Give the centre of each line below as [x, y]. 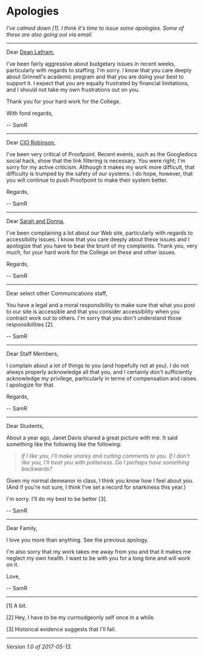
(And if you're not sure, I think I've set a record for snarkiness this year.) [96, 487]
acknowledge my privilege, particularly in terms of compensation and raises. [102, 378]
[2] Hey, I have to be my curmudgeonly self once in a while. [81, 617]
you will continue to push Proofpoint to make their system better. [87, 180]
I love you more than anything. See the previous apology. [77, 540]
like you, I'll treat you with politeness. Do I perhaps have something [105, 462]
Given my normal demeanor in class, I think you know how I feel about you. [100, 480]
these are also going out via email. [49, 34]
